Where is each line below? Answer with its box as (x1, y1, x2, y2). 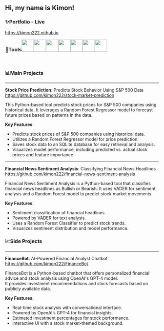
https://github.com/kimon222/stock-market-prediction (5, 92, 115, 98)
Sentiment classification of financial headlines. (12, 210, 106, 216)
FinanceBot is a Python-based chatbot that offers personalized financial (5, 270, 150, 276)
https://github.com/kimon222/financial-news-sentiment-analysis (5, 171, 135, 177)
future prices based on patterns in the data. (5, 112, 93, 118)
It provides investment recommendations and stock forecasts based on (5, 280, 148, 286)
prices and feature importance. (12, 152, 75, 158)
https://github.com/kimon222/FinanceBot (5, 261, 88, 267)
